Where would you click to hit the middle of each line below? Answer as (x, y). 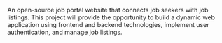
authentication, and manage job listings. (65, 32)
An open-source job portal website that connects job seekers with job (108, 10)
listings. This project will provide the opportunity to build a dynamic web (111, 17)
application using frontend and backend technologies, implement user (108, 25)
